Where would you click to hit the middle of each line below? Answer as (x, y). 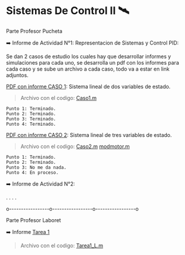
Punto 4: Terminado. (31, 124)
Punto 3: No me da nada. (36, 167)
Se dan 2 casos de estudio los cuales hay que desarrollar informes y (89, 56)
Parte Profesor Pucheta (34, 31)
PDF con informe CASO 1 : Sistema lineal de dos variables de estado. (88, 86)
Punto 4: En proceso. (32, 172)
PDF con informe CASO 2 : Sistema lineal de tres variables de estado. (89, 135)
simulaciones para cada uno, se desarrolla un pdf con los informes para (93, 62)
